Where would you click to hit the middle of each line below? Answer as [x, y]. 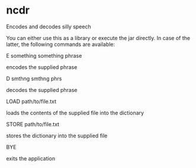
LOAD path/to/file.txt [31, 101]
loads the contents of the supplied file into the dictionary [75, 113]
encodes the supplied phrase [42, 67]
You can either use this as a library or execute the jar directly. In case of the [98, 38]
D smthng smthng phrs [34, 78]
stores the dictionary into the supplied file [57, 136]
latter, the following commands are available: [61, 44]
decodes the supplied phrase [42, 90]
